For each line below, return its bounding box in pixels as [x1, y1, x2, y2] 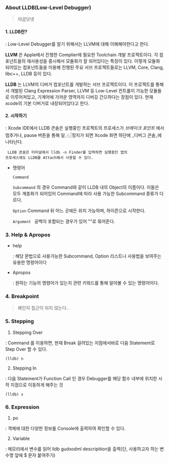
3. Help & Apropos [5, 231, 50, 238]
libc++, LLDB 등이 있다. [5, 70, 52, 77]
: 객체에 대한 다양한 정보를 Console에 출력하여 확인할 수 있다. [5, 425, 126, 431]
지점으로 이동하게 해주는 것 [10, 382, 64, 388]
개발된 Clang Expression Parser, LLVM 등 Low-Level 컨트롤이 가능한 [10, 87, 149, 93]
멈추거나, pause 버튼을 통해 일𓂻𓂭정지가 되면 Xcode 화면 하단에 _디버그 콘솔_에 [5, 132, 162, 138]
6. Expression [5, 403, 39, 410]
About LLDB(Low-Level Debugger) [5, 4, 92, 11]
